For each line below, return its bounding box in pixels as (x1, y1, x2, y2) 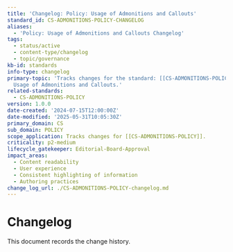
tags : (7, 36, 23, 43)
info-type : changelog (7, 68, 70, 75)
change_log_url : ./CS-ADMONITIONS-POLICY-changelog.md (7, 185, 169, 192)
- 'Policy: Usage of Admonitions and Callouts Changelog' (13, 29, 185, 37)
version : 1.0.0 (7, 101, 51, 108)
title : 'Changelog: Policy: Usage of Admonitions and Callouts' (7, 10, 197, 17)
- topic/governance (13, 56, 70, 62)
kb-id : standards (7, 62, 58, 69)
